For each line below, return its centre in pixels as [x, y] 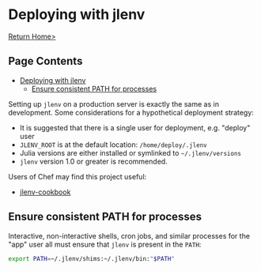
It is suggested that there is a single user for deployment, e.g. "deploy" [135, 127]
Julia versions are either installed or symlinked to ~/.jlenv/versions [130, 152]
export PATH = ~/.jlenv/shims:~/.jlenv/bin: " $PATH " [92, 258]
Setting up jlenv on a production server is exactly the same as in [114, 104]
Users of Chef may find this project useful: [78, 176]
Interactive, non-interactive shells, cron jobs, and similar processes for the [129, 235]
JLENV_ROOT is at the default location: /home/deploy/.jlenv [113, 145]
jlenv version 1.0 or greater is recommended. [93, 161]
